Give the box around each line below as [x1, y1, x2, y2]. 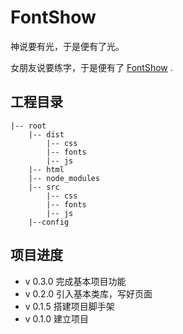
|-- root [10, 121, 47, 131]
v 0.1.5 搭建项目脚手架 [24, 300, 115, 312]
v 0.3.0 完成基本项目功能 [24, 275, 127, 287]
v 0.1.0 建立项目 [24, 312, 90, 325]
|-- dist [28, 129, 65, 140]
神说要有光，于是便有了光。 [10, 40, 125, 52]
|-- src [28, 182, 60, 192]
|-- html [28, 164, 65, 175]
